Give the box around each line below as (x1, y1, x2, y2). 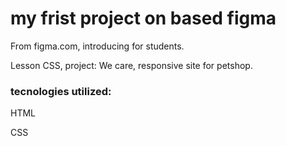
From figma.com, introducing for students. (10, 40, 185, 52)
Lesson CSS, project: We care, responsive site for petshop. (10, 59, 253, 71)
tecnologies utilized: (10, 84, 112, 98)
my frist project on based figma (10, 7, 277, 30)
